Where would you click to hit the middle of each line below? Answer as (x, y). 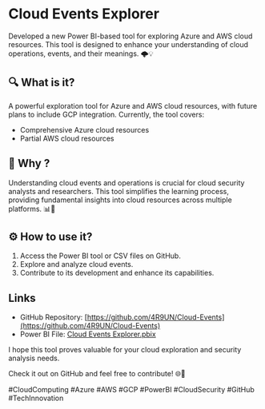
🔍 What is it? (42, 83)
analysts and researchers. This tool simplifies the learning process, (119, 191)
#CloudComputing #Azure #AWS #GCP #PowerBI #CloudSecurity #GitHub (131, 390)
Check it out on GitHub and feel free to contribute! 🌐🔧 (97, 374)
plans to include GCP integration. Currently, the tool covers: (106, 114)
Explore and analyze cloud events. (76, 264)
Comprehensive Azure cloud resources (84, 129)
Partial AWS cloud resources (67, 138)
